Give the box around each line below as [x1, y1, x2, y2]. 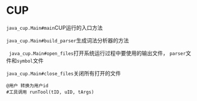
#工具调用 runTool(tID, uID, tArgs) [6, 89, 94, 95]
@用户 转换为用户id [6, 82, 49, 88]
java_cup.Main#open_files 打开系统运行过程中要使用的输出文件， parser [8, 49, 186, 57]
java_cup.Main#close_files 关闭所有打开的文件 [6, 69, 121, 76]
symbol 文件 [17, 57, 44, 64]
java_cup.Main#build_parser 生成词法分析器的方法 [6, 36, 129, 44]
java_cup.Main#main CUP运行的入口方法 [6, 24, 103, 31]
